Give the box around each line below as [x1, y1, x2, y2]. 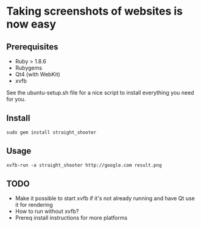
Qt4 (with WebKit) [15, 71, 61, 77]
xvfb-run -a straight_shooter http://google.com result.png [6, 162, 163, 168]
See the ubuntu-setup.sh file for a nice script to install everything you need [6, 89, 194, 96]
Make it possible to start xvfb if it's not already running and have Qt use [15, 195, 195, 202]
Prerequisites [6, 41, 58, 52]
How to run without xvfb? [15, 207, 79, 215]
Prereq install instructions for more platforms [15, 214, 128, 222]
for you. [6, 96, 26, 103]
